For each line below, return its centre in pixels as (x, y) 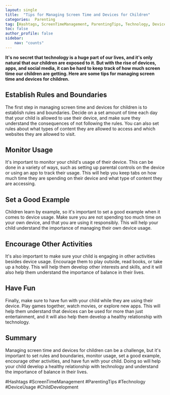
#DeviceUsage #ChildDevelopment (42, 387)
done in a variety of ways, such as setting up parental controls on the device (85, 167)
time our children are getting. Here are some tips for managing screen (80, 74)
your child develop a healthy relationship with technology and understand (82, 366)
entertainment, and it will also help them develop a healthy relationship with (84, 316)
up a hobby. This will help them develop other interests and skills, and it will (84, 267)
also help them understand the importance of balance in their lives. (75, 272)
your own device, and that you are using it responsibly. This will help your (82, 223)
